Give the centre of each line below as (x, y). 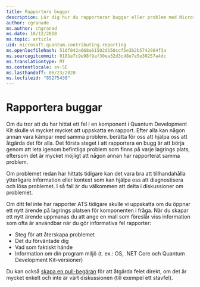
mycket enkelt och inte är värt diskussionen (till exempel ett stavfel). (90, 278)
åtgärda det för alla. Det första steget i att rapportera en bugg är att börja (95, 143)
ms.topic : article (29, 39)
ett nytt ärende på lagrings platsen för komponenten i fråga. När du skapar (97, 210)
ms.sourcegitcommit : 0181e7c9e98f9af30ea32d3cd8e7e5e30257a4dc (86, 56)
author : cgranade (28, 23)
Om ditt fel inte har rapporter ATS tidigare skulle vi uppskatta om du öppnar (98, 204)
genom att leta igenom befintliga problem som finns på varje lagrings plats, (98, 149)
